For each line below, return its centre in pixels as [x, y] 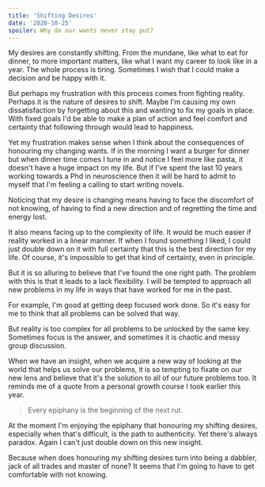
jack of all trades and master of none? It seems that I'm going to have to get [131, 466]
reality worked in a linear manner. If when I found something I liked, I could [129, 241]
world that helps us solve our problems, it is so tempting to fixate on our [125, 370]
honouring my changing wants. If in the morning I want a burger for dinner [129, 151]
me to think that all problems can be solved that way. [94, 313]
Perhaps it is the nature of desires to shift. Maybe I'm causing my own [122, 102]
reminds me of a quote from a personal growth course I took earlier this [125, 386]
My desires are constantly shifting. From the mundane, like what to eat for [129, 53]
